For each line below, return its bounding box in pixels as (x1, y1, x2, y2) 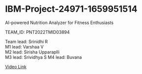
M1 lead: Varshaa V (5, 44, 44, 49)
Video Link (5, 64, 27, 70)
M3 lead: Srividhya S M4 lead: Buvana (5, 54, 82, 60)
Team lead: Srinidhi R (5, 38, 48, 45)
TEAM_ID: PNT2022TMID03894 (5, 29, 70, 35)
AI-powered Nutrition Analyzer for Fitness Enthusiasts (5, 20, 114, 25)
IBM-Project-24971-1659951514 (5, 3, 138, 15)
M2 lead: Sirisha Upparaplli (5, 49, 60, 55)
